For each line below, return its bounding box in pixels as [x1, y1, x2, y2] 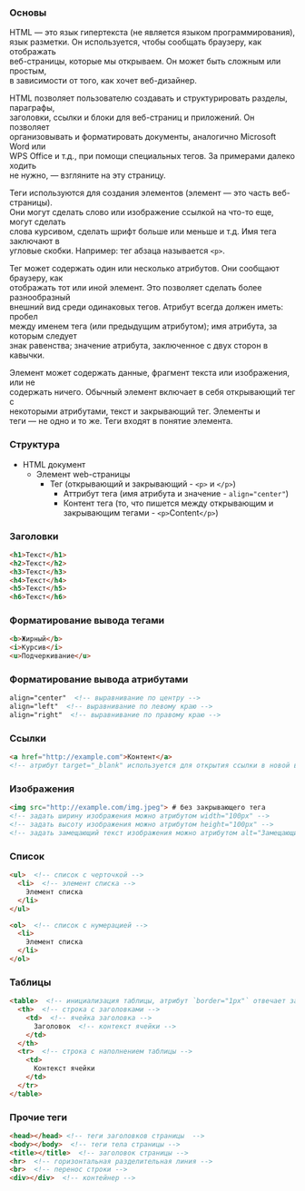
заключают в [9, 236, 61, 247]
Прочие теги [9, 1110, 68, 1123]
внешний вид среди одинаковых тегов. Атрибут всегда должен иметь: [9, 301, 284, 312]
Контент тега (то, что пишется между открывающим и [63, 497, 274, 508]
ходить [9, 161, 37, 172]
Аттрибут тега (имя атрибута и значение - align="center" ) [63, 487, 289, 498]
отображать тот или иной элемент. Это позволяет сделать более [9, 282, 262, 293]
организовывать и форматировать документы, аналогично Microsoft [9, 132, 277, 143]
